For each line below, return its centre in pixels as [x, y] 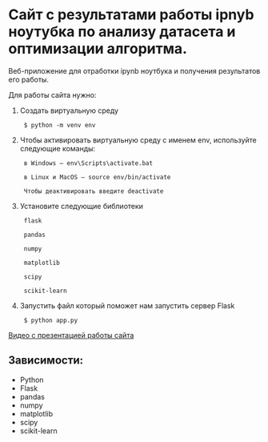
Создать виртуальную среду [69, 110]
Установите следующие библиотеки [82, 206]
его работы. [29, 79]
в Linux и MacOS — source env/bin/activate [97, 177]
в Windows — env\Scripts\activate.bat [88, 163]
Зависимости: [46, 361]
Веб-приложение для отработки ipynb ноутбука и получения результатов [134, 70]
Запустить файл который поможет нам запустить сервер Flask [127, 305]
